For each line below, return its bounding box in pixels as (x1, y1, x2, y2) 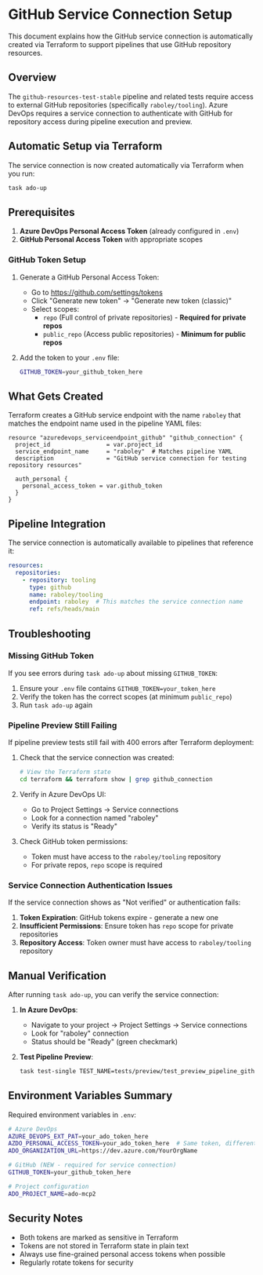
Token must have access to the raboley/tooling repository (31, 852, 222, 861)
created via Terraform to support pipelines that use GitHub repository (8, 39, 232, 49)
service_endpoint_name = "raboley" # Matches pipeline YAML (15, 448, 233, 456)
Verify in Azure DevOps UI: (19, 789, 106, 798)
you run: (8, 169, 35, 178)
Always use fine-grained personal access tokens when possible (19, 1249, 225, 1259)
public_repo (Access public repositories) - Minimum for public (42, 329, 247, 338)
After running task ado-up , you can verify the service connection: (8, 990, 219, 999)
